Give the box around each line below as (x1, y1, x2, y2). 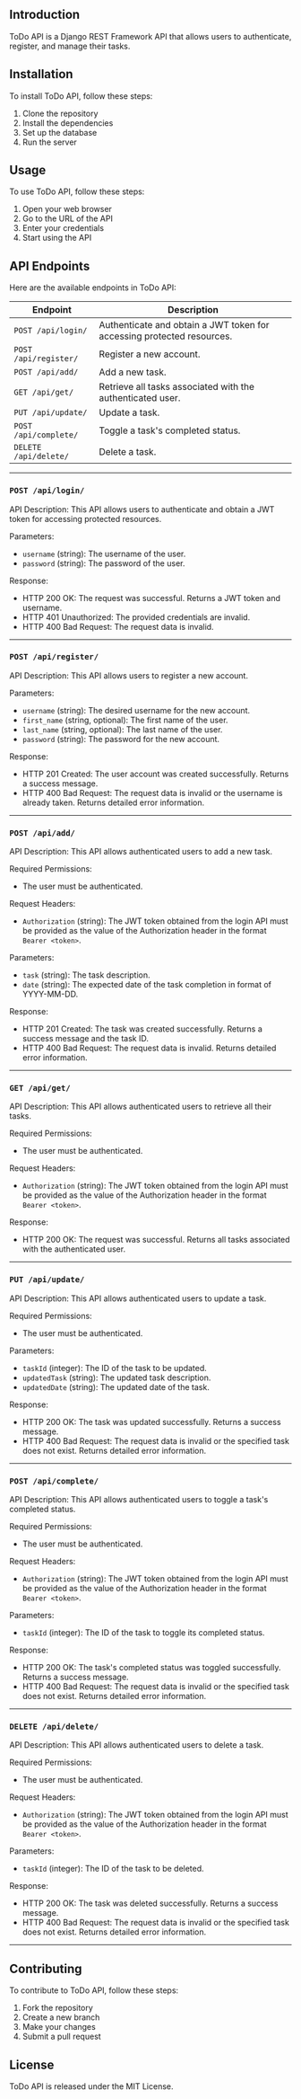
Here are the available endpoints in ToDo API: (9, 282, 176, 293)
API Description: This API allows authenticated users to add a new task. (9, 846, 273, 857)
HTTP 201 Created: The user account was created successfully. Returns (21, 768, 289, 779)
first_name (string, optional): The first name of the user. (21, 714, 228, 725)
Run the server (21, 137, 78, 147)
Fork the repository (21, 2003, 94, 2014)
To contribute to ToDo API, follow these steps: (9, 1985, 179, 1996)
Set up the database (21, 127, 98, 137)
